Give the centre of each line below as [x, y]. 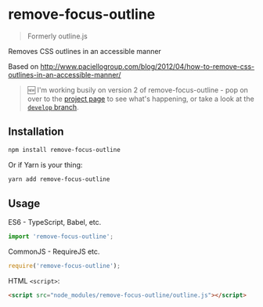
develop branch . [53, 107]
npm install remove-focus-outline [65, 150]
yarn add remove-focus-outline [59, 179]
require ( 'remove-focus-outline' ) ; [65, 266]
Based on [23, 66]
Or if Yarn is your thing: [45, 164]
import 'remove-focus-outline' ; [61, 237]
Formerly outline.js [57, 36]
